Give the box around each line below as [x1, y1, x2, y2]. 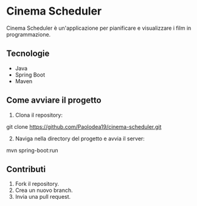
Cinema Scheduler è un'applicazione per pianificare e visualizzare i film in [6, 24, 192, 32]
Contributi [6, 164, 46, 174]
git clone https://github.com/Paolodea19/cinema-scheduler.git [6, 123, 162, 130]
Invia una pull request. [15, 193, 71, 201]
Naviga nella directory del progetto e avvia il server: [15, 135, 145, 142]
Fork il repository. [15, 180, 60, 188]
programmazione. [6, 30, 51, 38]
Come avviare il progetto [6, 95, 102, 106]
